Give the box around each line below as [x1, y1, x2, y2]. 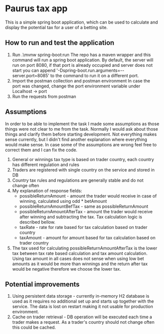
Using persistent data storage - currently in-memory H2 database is [12, 293, 149, 299]
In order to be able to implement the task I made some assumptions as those [5, 121, 160, 127]
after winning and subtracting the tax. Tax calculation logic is [19, 214, 142, 220]
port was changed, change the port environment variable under [12, 83, 141, 89]
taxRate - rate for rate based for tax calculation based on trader [19, 224, 148, 230]
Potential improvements [5, 280, 80, 288]
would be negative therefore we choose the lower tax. [12, 266, 121, 272]
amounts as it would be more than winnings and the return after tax [12, 261, 148, 267]
